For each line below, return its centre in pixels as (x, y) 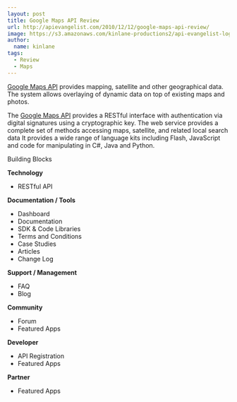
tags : (15, 54)
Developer (23, 342)
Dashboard (34, 213)
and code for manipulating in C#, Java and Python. (81, 145)
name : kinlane (34, 47)
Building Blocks (30, 159)
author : (19, 40)
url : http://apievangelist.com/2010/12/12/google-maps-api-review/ (109, 27)
